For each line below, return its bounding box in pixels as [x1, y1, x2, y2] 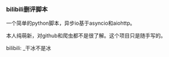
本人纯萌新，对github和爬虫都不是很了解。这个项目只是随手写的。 [6, 32, 166, 39]
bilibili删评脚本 [6, 5, 48, 13]
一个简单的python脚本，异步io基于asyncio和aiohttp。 [6, 19, 135, 27]
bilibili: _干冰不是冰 [6, 45, 51, 52]
